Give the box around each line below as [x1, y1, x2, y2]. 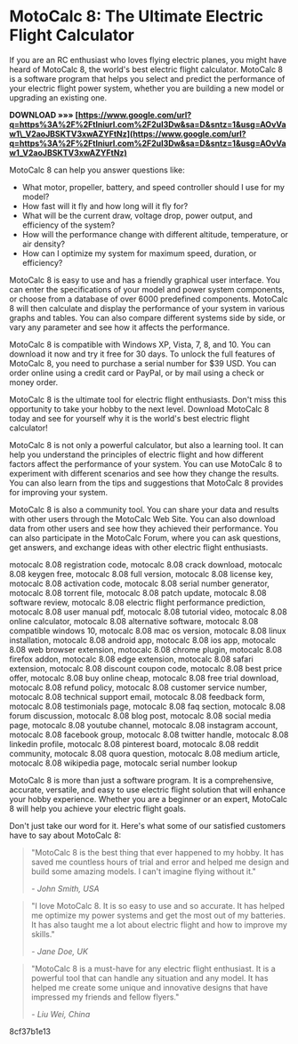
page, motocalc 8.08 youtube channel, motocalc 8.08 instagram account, [9, 719, 278, 730]
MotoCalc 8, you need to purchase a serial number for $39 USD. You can [9, 357, 278, 368]
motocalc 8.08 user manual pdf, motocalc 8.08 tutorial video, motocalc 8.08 [9, 606, 287, 617]
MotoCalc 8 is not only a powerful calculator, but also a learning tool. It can [9, 439, 284, 450]
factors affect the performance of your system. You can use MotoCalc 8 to [9, 458, 283, 469]
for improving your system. [9, 486, 109, 497]
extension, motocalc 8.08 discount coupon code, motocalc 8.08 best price [9, 663, 283, 673]
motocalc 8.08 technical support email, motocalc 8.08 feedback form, [9, 691, 265, 702]
